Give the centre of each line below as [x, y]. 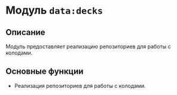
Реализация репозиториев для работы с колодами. [80, 85]
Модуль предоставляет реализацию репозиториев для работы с [88, 46]
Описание [25, 32]
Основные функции [45, 72]
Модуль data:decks [54, 10]
